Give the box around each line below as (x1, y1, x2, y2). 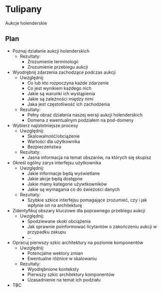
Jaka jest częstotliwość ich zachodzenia (27, 101, 110, 107)
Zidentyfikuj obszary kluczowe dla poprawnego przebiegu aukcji (12, 207, 146, 213)
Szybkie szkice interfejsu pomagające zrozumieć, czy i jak (27, 197, 148, 203)
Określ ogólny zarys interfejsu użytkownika (12, 159, 101, 166)
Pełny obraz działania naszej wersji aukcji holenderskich (27, 112, 143, 118)
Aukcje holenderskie (5, 20, 47, 26)
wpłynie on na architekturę (27, 202, 82, 208)
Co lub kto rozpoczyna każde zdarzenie (27, 80, 109, 86)
